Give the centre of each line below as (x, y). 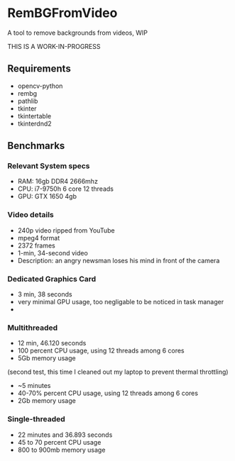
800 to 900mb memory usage (61, 450)
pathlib (28, 101)
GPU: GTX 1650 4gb (47, 196)
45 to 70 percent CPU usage (59, 442)
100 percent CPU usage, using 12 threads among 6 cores (101, 351)
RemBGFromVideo (62, 13)
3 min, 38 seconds (45, 294)
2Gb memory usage (47, 401)
